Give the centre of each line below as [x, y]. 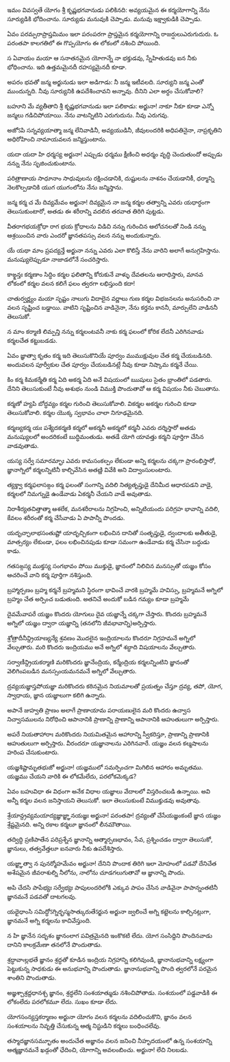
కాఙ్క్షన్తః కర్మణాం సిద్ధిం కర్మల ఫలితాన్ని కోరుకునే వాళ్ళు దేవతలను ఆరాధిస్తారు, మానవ [105, 274]
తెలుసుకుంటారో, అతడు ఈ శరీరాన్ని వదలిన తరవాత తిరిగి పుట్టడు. [86, 211]
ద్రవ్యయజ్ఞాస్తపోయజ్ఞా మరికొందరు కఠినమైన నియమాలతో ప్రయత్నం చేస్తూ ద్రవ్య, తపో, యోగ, [115, 686]
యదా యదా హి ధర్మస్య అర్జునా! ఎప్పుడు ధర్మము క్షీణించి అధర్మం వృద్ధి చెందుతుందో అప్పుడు [115, 154]
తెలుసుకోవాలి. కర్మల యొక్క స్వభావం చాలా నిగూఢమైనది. [75, 413]
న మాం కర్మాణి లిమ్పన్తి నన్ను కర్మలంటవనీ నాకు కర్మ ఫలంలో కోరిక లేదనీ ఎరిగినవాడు [105, 331]
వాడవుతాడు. [23, 445]
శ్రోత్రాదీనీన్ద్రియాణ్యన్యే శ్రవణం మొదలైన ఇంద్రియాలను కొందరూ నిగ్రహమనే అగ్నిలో [101, 638]
